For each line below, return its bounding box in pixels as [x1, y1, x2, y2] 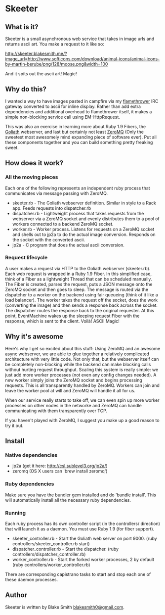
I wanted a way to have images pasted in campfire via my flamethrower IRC [5, 98, 159, 104]
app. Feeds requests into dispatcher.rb [12, 205, 91, 211]
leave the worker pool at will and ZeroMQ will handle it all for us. [5, 387, 136, 393]
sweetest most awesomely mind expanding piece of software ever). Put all [5, 134, 157, 140]
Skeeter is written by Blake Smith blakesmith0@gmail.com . [5, 604, 125, 610]
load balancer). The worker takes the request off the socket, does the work [5, 297, 158, 303]
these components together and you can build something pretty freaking [5, 139, 153, 145]
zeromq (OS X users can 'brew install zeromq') [12, 468, 108, 474]
